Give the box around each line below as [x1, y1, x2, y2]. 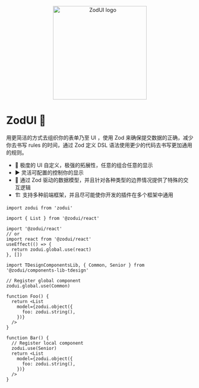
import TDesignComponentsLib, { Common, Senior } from [6, 262, 145, 268]
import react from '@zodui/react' [6, 236, 92, 242]
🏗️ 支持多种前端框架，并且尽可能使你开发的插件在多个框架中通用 [14, 191, 173, 198]
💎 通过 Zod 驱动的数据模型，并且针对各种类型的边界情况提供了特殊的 [14, 176, 184, 184]
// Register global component [6, 277, 81, 283]
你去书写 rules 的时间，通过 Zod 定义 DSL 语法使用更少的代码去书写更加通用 [6, 141, 192, 149]
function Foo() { [6, 293, 49, 299]
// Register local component [11, 340, 84, 346]
